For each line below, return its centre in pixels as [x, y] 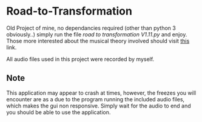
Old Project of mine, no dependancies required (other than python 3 [91, 28]
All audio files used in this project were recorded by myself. [80, 59]
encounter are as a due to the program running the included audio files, [96, 99]
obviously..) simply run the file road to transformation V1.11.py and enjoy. [97, 34]
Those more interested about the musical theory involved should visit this [98, 41]
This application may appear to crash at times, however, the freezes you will [101, 93]
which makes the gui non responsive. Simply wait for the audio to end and [99, 106]
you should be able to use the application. [59, 112]
